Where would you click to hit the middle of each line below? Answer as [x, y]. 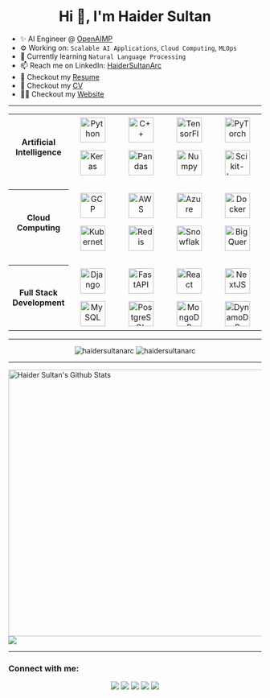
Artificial [39, 142]
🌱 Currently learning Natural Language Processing [103, 56]
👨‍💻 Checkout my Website [62, 94]
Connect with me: [44, 668]
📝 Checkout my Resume [60, 76]
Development [39, 303]
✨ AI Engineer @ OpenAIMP [66, 39]
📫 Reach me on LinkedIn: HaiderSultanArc [91, 65]
